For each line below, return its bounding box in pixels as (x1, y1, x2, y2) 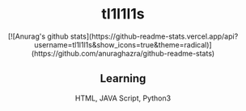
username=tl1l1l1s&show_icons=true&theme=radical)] (34, 39, 212, 49)
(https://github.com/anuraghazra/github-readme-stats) (31, 48, 215, 58)
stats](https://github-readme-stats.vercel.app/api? (70, 31, 239, 41)
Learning (100, 72, 146, 85)
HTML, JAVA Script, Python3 (74, 93, 172, 103)
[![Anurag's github (7, 31, 70, 41)
